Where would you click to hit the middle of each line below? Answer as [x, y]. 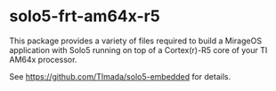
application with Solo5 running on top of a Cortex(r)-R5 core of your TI [138, 49]
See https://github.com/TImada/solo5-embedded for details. [120, 76]
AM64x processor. [43, 59]
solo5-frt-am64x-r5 [85, 16]
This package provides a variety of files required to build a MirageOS [136, 41]
